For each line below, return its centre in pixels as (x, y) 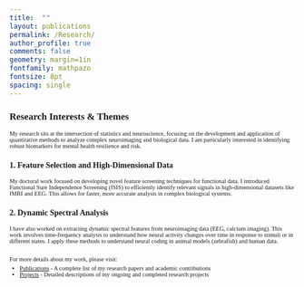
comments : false (40, 52)
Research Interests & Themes (69, 117)
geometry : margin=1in (50, 60)
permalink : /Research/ (52, 34)
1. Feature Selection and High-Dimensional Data (92, 165)
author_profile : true (50, 43)
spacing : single (40, 85)
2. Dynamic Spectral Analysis (59, 213)
